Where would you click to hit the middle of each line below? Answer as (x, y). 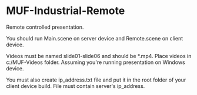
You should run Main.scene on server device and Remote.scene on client (95, 38)
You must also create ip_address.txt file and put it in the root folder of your (96, 80)
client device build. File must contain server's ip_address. (76, 86)
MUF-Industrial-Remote (66, 11)
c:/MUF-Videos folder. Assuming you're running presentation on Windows (96, 62)
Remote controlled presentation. (45, 27)
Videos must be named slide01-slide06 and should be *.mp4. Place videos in (99, 56)
